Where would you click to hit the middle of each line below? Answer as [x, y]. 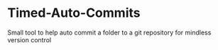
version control [29, 39]
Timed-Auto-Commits [74, 13]
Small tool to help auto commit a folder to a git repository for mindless [109, 32]
